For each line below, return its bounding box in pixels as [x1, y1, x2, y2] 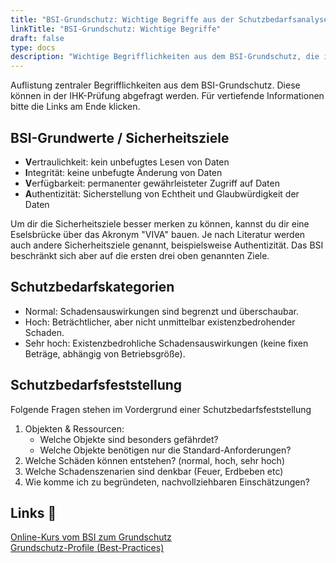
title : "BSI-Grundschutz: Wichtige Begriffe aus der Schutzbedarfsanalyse [10, 14, 329, 25]
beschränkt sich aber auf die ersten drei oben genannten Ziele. [10, 249, 270, 261]
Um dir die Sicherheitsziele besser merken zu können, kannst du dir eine [10, 217, 310, 230]
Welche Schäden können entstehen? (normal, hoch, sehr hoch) [24, 454, 285, 466]
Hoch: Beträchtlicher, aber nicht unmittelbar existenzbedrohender [24, 316, 296, 328]
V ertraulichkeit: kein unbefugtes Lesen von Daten [24, 156, 230, 168]
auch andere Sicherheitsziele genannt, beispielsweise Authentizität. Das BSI [10, 239, 324, 251]
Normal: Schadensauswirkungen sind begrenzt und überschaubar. [24, 305, 300, 317]
